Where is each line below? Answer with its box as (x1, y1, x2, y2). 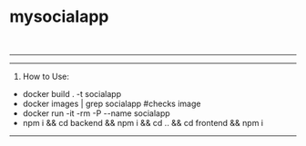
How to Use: (22, 71, 70, 82)
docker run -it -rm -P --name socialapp (22, 107, 170, 119)
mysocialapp (9, 6, 109, 27)
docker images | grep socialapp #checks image (22, 98, 201, 109)
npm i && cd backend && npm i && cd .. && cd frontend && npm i (22, 117, 264, 128)
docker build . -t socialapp (22, 88, 122, 99)
